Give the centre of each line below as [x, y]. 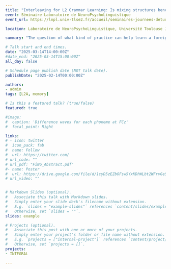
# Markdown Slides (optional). [38, 192]
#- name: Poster [22, 169]
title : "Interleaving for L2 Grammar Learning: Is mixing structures [81, 10]
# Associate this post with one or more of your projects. [72, 230]
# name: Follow [22, 150]
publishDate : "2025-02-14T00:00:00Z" [45, 75]
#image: [13, 117]
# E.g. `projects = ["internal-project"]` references [66, 240]
